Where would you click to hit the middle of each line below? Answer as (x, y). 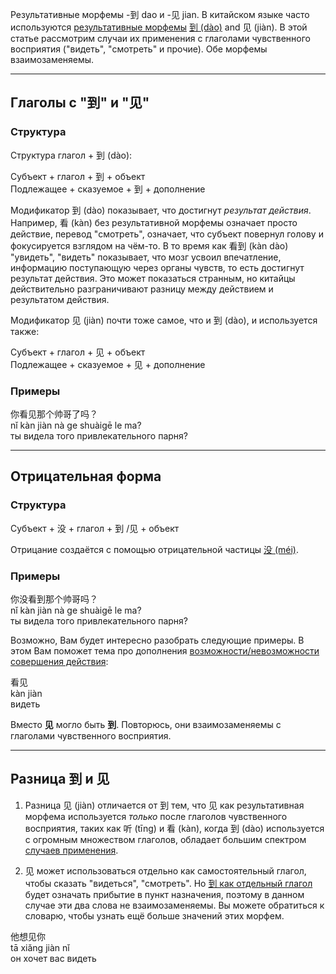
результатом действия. (60, 299)
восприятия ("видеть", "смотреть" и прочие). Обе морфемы (139, 49)
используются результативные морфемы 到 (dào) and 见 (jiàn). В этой (159, 27)
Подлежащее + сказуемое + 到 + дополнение (108, 189)
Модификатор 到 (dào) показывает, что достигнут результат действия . (161, 210)
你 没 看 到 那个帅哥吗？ (54, 599)
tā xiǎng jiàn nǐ (40, 947)
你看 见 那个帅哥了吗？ (54, 414)
